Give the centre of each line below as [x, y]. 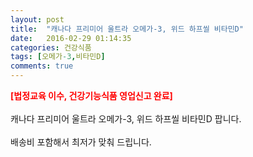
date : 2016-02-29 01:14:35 [71, 38]
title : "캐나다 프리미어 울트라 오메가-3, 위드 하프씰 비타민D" [127, 29]
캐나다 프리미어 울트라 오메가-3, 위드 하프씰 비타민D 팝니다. [126, 119]
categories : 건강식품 [51, 47]
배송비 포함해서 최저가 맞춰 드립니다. [81, 142]
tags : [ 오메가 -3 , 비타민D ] [58, 57]
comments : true [42, 66]
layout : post [37, 19]
